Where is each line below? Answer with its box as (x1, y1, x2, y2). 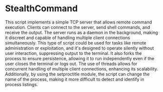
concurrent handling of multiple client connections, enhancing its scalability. (5, 66, 159, 71)
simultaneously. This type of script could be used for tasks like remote (5, 40, 146, 46)
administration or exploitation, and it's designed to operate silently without (5, 45, 154, 51)
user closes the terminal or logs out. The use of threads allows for (5, 61, 138, 67)
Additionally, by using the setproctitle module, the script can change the (5, 71, 150, 77)
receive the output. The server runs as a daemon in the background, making (5, 29, 158, 35)
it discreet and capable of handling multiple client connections (5, 35, 130, 41)
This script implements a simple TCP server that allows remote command (5, 19, 152, 25)
